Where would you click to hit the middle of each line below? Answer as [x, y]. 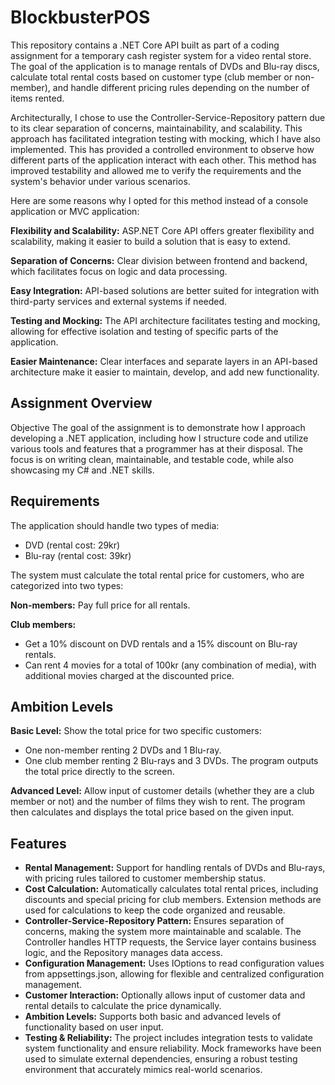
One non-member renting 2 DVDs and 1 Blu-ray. [123, 750]
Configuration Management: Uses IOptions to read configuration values [174, 963]
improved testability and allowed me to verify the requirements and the [156, 170]
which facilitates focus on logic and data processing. [119, 271]
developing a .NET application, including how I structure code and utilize [159, 438]
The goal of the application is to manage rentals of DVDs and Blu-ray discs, [165, 66]
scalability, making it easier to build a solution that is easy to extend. [150, 241]
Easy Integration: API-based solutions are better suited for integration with [165, 290]
